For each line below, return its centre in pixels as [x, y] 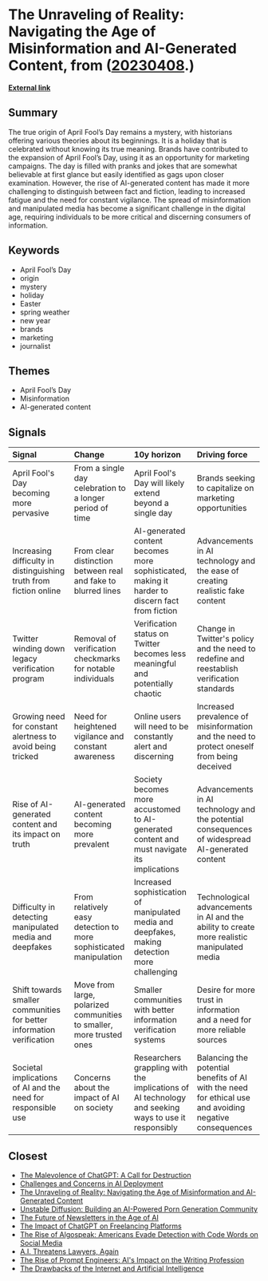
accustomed [158, 809]
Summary [33, 113]
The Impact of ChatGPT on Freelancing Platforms [100, 1226]
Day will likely [160, 483]
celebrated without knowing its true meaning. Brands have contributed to [128, 148]
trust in [210, 1000]
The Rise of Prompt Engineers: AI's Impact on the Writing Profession [132, 1260]
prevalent [92, 844]
